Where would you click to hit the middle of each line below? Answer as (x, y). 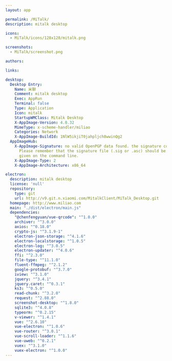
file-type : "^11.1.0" (37, 260)
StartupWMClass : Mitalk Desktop (49, 118)
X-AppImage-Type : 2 (35, 161)
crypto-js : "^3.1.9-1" (39, 231)
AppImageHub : (24, 142)
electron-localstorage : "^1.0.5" (50, 241)
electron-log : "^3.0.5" (40, 246)
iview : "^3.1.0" (32, 274)
